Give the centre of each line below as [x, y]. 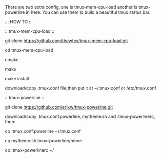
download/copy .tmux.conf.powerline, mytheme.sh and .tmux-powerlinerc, [80, 116]
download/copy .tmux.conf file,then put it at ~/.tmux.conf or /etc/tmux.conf [81, 88]
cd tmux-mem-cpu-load [29, 50]
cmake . [13, 60]
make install [17, 79]
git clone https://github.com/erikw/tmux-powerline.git [59, 107]
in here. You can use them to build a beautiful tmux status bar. [88, 12]
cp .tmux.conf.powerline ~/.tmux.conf [43, 131]
